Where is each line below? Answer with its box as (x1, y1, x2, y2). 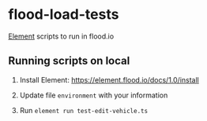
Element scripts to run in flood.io (8, 31, 115, 41)
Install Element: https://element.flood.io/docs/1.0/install (19, 75, 200, 84)
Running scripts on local (8, 54, 130, 68)
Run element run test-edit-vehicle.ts (19, 105, 149, 115)
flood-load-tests (8, 5, 119, 24)
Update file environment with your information (19, 90, 168, 100)
